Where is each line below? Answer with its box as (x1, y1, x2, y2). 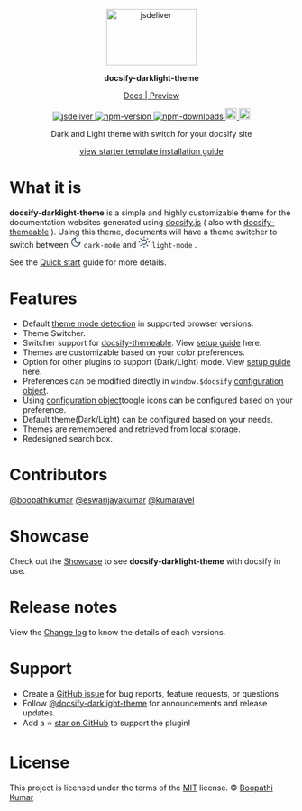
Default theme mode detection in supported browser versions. (22, 318, 254, 329)
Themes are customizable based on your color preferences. (22, 347, 245, 358)
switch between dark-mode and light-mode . (9, 239, 197, 250)
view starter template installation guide (79, 146, 224, 157)
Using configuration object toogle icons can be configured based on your (22, 395, 293, 405)
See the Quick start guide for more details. (9, 257, 167, 268)
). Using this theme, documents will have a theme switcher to (50, 226, 278, 237)
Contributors (9, 465, 108, 486)
